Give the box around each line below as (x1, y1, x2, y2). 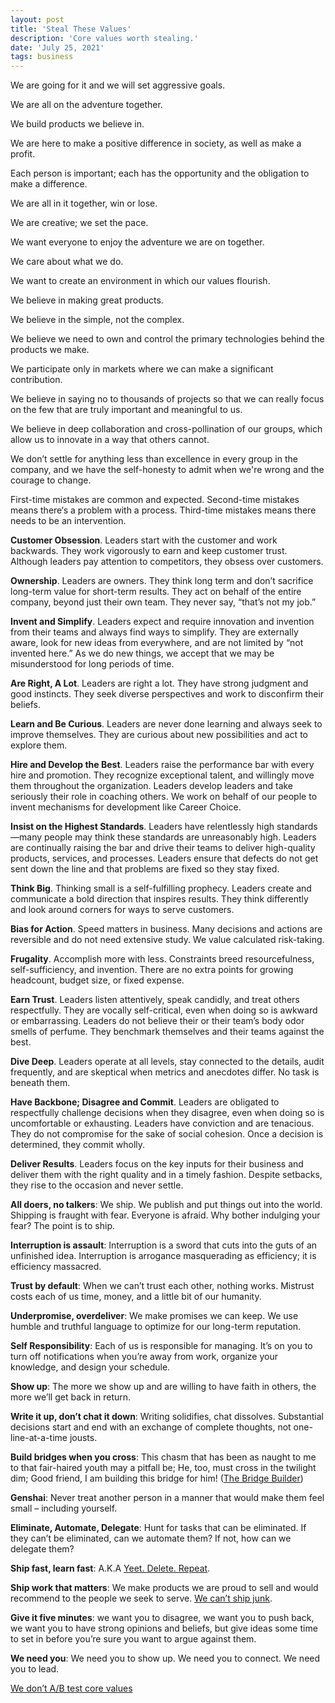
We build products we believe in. (10, 118, 145, 130)
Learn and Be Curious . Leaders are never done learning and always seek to (10, 718, 323, 730)
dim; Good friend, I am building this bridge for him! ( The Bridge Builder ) (10, 1472, 304, 1485)
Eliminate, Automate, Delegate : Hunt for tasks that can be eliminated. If (10, 1522, 307, 1534)
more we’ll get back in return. (10, 1391, 132, 1403)
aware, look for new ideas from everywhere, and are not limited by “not (10, 637, 304, 649)
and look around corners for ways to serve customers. (10, 904, 235, 916)
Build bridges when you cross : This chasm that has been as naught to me (10, 1451, 317, 1463)
